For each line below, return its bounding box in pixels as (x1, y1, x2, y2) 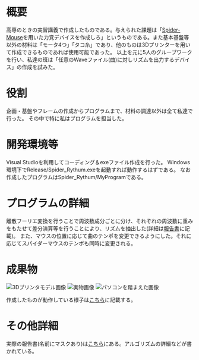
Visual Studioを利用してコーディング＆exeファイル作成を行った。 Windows (6, 158, 190, 165)
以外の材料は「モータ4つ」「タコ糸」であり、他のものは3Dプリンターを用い (6, 41, 191, 48)
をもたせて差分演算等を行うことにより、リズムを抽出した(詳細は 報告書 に (6, 224, 185, 232)
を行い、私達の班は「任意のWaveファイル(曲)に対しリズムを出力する (6, 56, 175, 63)
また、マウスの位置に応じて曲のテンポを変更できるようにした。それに (20, 232, 192, 239)
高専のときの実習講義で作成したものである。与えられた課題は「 (6, 26, 162, 33)
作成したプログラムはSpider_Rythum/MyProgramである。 (6, 173, 147, 180)
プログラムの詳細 (6, 197, 90, 210)
